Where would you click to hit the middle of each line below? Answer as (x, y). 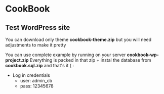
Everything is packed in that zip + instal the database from (91, 60)
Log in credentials (31, 75)
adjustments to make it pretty (36, 45)
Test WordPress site (38, 28)
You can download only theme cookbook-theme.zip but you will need (78, 39)
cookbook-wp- (143, 55)
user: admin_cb (36, 81)
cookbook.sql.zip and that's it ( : (40, 65)
